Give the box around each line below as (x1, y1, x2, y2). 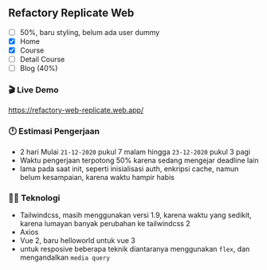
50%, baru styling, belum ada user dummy (19, 27, 160, 37)
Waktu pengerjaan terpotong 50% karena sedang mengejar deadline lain (19, 155, 259, 165)
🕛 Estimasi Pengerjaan (8, 126, 100, 137)
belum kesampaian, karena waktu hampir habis (19, 172, 175, 182)
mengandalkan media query (19, 252, 110, 262)
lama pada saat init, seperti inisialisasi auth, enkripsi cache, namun (19, 163, 239, 174)
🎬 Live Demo (8, 84, 59, 96)
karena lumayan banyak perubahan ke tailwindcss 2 (19, 219, 190, 229)
